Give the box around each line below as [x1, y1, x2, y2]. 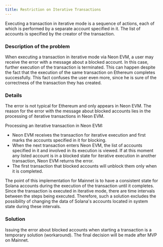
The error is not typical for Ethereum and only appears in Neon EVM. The [5, 103, 152, 109]
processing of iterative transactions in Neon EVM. [5, 113, 105, 119]
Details [5, 92, 22, 99]
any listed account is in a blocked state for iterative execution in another [12, 153, 157, 159]
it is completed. [12, 168, 43, 174]
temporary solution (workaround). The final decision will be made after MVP [5, 232, 157, 238]
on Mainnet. [5, 237, 29, 243]
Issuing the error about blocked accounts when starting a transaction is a [5, 227, 152, 232]
